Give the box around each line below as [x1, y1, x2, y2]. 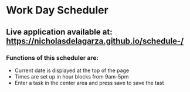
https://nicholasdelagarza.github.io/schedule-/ [6, 36, 184, 46]
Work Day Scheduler [6, 4, 108, 17]
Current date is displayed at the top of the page [14, 67, 130, 74]
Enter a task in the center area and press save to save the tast [14, 79, 164, 86]
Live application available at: [6, 27, 113, 37]
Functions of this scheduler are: [6, 53, 99, 62]
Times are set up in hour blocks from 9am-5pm [14, 73, 129, 80]
